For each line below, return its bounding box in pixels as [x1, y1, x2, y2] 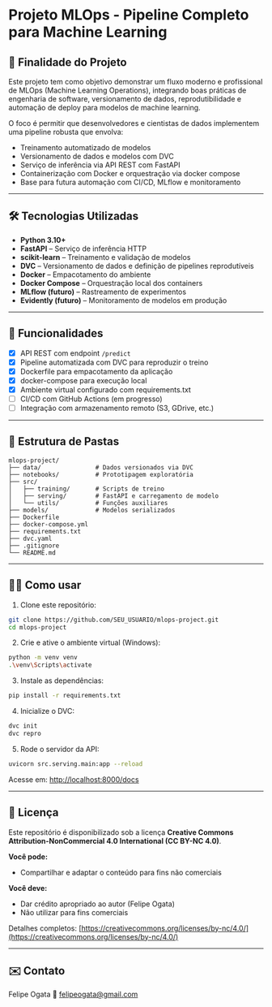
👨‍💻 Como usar [8, 578, 82, 592]
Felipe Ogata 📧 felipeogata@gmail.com [8, 989, 138, 1000]
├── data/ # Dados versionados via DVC [8, 463, 194, 472]
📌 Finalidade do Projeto [8, 55, 127, 69]
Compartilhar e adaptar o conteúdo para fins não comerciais [19, 867, 223, 877]
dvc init [8, 722, 38, 730]
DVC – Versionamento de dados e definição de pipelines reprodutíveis [19, 261, 254, 270]
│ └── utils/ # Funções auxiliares [8, 499, 168, 507]
